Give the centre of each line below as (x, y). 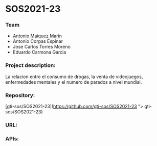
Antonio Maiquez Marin (37, 36)
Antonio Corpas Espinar (38, 41)
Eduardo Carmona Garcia (39, 52)
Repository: (20, 95)
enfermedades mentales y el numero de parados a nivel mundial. (74, 82)
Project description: (30, 65)
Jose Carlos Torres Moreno (41, 47)
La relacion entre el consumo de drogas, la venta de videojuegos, (74, 77)
